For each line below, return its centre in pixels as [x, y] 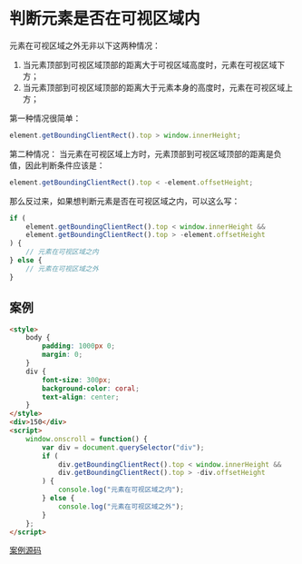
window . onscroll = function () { [87, 439]
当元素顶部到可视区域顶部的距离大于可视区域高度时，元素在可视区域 [150, 64]
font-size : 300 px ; [77, 380]
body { [38, 338]
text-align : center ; [81, 397]
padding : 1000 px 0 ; [79, 346]
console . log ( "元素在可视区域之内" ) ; [121, 490]
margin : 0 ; [63, 355]
